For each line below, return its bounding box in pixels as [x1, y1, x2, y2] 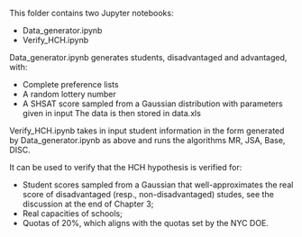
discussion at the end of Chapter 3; [22, 198, 154, 209]
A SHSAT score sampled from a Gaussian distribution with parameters [22, 98, 283, 109]
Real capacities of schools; [22, 208, 124, 219]
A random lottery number [22, 89, 117, 99]
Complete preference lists [22, 79, 119, 89]
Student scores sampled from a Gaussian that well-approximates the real [22, 179, 294, 190]
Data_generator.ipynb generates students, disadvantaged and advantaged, [9, 52, 288, 62]
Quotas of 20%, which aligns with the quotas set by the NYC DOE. [22, 218, 269, 228]
